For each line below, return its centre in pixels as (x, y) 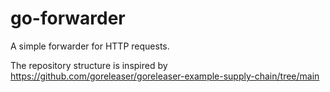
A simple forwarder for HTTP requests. (90, 46)
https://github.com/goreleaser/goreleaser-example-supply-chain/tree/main (165, 76)
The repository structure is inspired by (89, 65)
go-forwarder (68, 18)
